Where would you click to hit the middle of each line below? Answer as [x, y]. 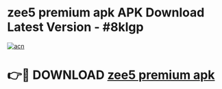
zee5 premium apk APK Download [106, 13]
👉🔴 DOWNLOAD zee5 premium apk [111, 75]
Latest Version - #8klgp [75, 27]
